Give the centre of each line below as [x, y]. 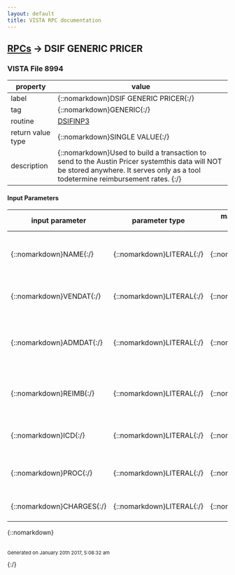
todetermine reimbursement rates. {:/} [120, 179]
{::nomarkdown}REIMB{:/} [53, 394]
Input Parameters [33, 198]
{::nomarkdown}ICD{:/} [48, 436]
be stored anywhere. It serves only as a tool [129, 170]
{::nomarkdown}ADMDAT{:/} [57, 342]
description [29, 166]
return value [31, 132]
